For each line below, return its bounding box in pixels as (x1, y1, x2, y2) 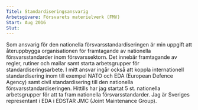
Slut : (6, 25, 20, 31)
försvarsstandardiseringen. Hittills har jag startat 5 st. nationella (6, 85, 161, 92)
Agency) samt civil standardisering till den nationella (6, 79, 134, 86)
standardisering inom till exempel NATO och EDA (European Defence (6, 72, 173, 79)
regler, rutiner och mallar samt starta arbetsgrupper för (6, 60, 140, 67)
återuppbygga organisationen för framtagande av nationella (6, 48, 151, 55)
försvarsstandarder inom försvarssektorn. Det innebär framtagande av (6, 54, 177, 61)
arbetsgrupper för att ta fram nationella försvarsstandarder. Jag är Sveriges (6, 91, 190, 98)
